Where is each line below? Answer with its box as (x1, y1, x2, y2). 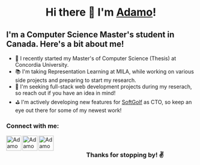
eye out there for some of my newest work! (14, 107, 122, 114)
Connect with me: (6, 122, 59, 130)
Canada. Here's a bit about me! (6, 39, 124, 49)
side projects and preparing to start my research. (14, 76, 136, 84)
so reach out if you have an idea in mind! (14, 90, 116, 96)
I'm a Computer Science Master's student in (6, 30, 175, 40)
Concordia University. (14, 61, 69, 68)
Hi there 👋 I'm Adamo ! (45, 5, 157, 19)
